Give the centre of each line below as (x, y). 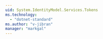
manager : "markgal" (26, 29)
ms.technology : (21, 15)
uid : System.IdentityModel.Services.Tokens (52, 10)
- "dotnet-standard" (31, 19)
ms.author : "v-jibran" (29, 24)
